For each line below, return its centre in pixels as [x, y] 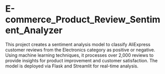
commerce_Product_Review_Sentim [83, 20]
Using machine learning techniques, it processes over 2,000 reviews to [79, 55]
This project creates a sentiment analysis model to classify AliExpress [78, 44]
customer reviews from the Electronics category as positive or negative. [80, 50]
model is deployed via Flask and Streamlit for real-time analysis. [72, 66]
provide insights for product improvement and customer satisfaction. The [81, 60]
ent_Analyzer [34, 30]
